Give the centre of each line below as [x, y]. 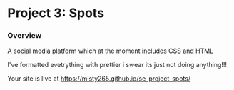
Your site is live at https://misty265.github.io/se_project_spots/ [99, 79]
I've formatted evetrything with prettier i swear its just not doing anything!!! [117, 65]
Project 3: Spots [56, 13]
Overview [25, 36]
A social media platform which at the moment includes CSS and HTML [111, 51]
